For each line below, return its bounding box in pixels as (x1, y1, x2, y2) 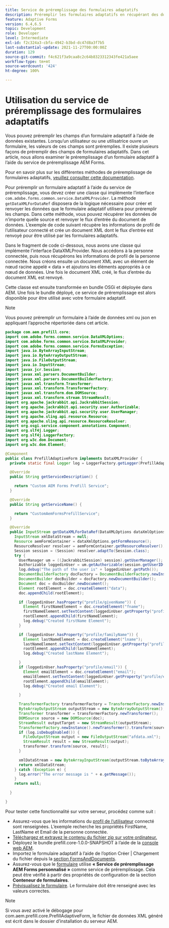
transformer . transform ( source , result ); (23, 744, 109, 749)
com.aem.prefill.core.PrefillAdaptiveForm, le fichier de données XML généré (5, 912, 163, 918)
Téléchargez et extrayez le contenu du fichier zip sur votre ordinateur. (12, 834, 157, 840)
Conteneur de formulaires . (12, 877, 69, 883)
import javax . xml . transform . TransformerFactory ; (5, 386, 109, 391)
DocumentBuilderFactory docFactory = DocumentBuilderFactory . (18, 572, 152, 577)
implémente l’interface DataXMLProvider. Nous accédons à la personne (5, 248, 153, 254)
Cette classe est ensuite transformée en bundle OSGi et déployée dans (5, 284, 152, 290)
